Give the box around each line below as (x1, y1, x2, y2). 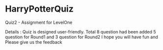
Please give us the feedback (5, 39, 63, 45)
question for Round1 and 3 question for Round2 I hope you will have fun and (5, 34, 158, 40)
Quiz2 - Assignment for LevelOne (5, 19, 72, 25)
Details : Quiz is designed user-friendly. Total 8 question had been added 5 (5, 29, 156, 34)
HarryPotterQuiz (5, 3, 74, 15)
